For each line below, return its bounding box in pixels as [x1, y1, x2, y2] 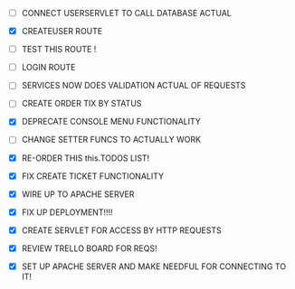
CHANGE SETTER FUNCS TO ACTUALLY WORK [21, 135, 201, 145]
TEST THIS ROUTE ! [21, 44, 97, 55]
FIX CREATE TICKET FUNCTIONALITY [21, 171, 165, 182]
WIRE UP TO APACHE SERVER [21, 189, 135, 200]
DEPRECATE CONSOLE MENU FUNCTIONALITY [21, 117, 201, 127]
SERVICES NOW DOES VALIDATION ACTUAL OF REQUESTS [21, 80, 246, 91]
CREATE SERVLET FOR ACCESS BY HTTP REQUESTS [21, 225, 223, 236]
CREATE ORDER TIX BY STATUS [21, 98, 142, 109]
